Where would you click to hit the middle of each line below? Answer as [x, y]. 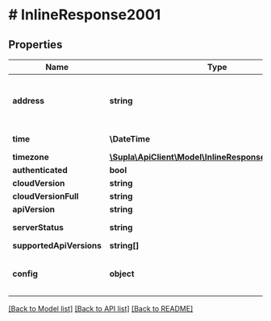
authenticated [40, 170]
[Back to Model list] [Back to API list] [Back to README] [101, 309]
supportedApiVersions [57, 245]
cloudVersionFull [46, 196]
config [25, 274]
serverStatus [38, 227]
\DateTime [130, 139]
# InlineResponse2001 [85, 15]
